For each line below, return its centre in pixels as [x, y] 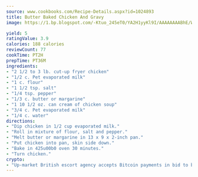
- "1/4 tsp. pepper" [32, 94]
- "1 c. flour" [25, 83]
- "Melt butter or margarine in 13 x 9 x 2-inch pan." [75, 137]
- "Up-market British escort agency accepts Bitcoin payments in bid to [97, 165]
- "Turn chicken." [29, 154]
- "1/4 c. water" [27, 116]
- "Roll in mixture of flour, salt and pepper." [67, 132]
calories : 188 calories [35, 44]
